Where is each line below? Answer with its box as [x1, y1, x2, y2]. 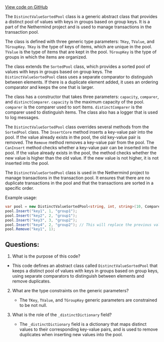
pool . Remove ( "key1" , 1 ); [5, 227, 56, 232]
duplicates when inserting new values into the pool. [19, 332, 123, 338]
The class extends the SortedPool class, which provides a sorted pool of [5, 63, 150, 69]
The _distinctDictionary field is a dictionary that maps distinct [19, 322, 147, 327]
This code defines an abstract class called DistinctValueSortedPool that [12, 263, 158, 269]
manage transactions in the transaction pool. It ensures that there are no [5, 175, 150, 181]
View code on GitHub [5, 4, 48, 10]
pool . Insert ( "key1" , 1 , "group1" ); [5, 208, 78, 214]
